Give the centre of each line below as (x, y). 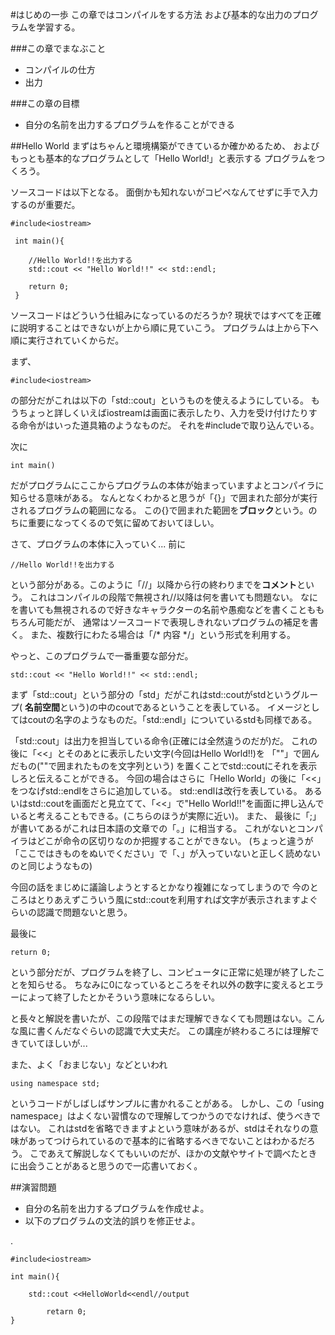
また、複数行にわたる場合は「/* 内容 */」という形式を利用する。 (162, 634)
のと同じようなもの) (51, 866)
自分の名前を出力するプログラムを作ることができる (130, 124)
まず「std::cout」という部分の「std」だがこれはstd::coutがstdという (151, 694)
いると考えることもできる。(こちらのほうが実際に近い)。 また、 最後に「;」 (166, 816)
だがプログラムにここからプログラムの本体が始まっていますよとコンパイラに (167, 485)
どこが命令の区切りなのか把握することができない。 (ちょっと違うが (175, 841)
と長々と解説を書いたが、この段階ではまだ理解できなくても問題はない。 (159, 1018)
